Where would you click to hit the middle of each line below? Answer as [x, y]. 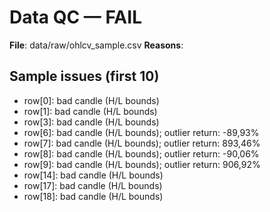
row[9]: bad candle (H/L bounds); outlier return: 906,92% [142, 164]
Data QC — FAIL [75, 17]
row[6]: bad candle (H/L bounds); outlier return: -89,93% [141, 132]
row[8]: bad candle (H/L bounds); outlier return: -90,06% [141, 153]
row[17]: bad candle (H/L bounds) [93, 185]
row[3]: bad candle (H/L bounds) [91, 122]
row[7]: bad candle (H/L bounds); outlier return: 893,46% [142, 143]
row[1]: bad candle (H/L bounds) [90, 111]
